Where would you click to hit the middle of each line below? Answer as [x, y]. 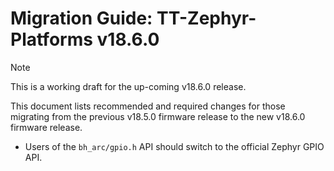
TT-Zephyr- [206, 18]
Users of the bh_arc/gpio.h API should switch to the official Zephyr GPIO [174, 146]
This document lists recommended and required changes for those [148, 106]
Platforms [51, 39]
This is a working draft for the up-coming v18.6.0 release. [128, 86]
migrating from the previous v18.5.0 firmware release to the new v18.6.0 [158, 116]
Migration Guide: [81, 18]
